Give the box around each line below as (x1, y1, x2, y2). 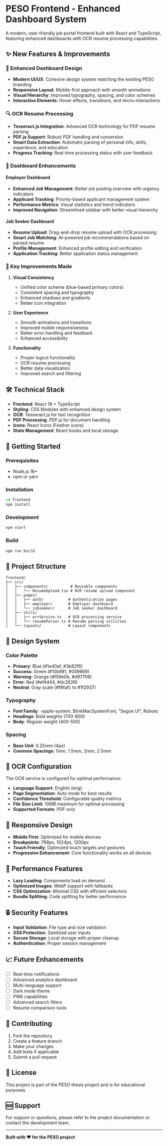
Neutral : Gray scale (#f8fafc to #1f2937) (12, 684, 96, 690)
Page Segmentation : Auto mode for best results (12, 790, 112, 796)
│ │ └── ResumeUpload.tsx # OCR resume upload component (5, 588, 136, 593)
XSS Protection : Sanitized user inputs (12, 930, 91, 936)
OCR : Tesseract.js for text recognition (12, 412, 91, 418)
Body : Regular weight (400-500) (12, 719, 80, 725)
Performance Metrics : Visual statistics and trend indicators (12, 201, 136, 207)
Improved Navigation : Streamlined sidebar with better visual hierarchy (12, 207, 159, 213)
